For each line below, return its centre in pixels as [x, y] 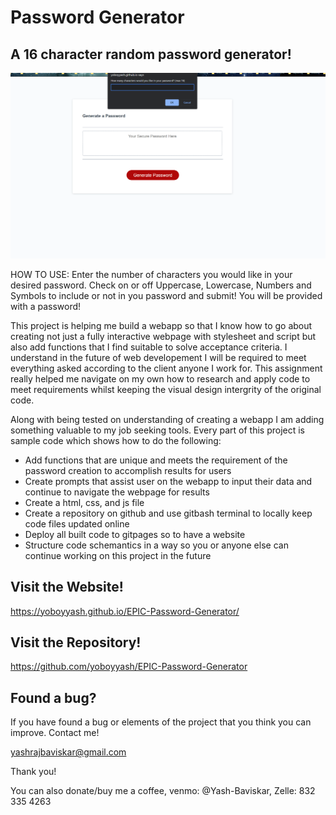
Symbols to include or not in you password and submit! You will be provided [166, 295]
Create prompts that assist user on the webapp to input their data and [168, 481]
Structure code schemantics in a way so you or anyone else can [156, 545]
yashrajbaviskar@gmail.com [68, 752]
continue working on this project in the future [118, 555]
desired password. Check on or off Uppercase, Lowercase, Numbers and [161, 285]
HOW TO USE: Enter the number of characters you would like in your [151, 274]
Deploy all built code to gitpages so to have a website [135, 534]
